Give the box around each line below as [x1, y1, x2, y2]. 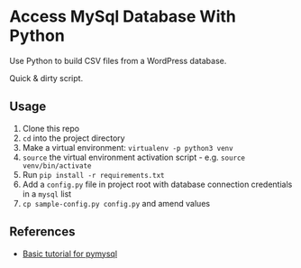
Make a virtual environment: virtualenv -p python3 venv [22, 142, 233, 152]
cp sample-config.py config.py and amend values [22, 198, 210, 208]
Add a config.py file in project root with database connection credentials [22, 179, 293, 189]
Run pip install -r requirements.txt [22, 169, 165, 180]
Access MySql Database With [9, 6, 237, 27]
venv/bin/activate [22, 161, 92, 171]
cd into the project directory [22, 133, 125, 143]
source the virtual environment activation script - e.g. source [22, 152, 246, 162]
